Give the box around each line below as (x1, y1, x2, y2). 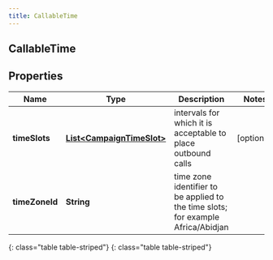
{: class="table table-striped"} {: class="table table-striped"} (8, 242, 212, 252)
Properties (8, 70, 63, 83)
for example (173, 211, 219, 223)
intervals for (173, 107, 220, 118)
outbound (173, 147, 211, 159)
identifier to (173, 181, 218, 192)
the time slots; (173, 201, 227, 212)
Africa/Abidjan (173, 221, 229, 232)
